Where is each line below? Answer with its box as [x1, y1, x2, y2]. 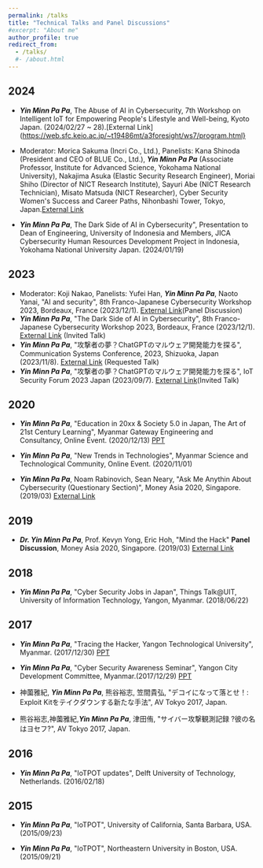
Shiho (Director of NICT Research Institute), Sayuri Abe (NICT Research [19, 179, 251, 189]
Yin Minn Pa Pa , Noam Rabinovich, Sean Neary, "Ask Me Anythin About [19, 474, 252, 484]
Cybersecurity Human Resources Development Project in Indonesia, [19, 236, 240, 246]
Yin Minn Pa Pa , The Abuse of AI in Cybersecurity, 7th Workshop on [19, 106, 241, 115]
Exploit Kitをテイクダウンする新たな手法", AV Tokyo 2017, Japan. [19, 697, 228, 707]
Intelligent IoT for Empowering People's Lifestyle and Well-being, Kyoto [19, 113, 250, 123]
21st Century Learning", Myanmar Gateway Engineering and [19, 427, 214, 437]
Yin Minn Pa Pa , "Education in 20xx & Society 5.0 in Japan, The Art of [19, 419, 247, 428]
